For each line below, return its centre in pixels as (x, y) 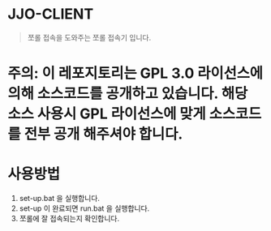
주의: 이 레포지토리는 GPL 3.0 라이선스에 (135, 73)
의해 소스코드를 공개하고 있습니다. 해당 (128, 94)
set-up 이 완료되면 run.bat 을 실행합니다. (84, 208)
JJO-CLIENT (51, 14)
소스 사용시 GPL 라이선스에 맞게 (107, 114)
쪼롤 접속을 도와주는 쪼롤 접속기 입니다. (89, 37)
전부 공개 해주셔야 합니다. (103, 134)
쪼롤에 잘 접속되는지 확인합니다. (69, 219)
